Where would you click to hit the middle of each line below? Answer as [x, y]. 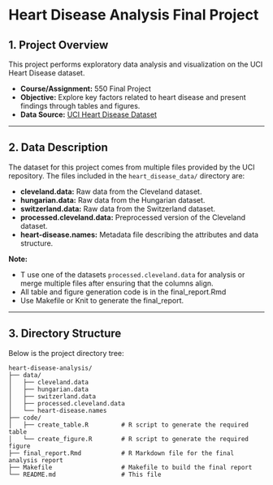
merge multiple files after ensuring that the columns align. [117, 283]
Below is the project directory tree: [66, 353]
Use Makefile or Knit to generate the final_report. [102, 300]
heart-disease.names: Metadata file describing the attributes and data [139, 234]
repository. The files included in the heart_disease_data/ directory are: [127, 175]
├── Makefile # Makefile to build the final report [130, 467]
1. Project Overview [58, 45]
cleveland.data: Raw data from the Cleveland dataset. [111, 191]
